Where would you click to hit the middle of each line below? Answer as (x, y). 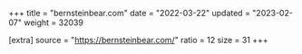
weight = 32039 (53, 22)
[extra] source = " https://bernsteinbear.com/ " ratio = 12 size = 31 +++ (138, 40)
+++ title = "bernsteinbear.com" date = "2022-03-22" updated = (130, 13)
